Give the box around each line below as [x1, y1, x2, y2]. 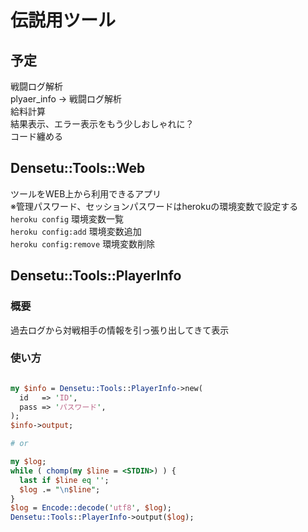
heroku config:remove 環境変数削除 [10, 237, 156, 250]
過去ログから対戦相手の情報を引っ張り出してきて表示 [10, 324, 230, 336]
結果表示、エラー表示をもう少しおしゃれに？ [10, 118, 195, 130]
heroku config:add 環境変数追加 [10, 225, 142, 237]
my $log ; [10, 457, 47, 467]
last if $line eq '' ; [19, 475, 110, 485]
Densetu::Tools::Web [10, 160, 146, 177]
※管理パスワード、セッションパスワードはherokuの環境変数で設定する [10, 200, 299, 212]
